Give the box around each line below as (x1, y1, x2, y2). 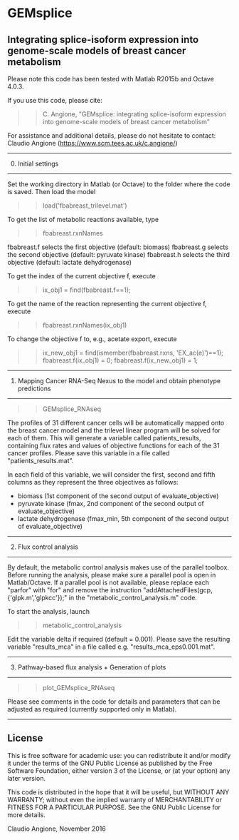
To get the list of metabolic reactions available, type (7, 216, 159, 223)
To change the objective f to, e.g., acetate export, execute (7, 335, 178, 343)
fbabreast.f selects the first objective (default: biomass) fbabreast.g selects (7, 243, 229, 251)
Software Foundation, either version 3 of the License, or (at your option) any (7, 766, 230, 775)
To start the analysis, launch (7, 607, 90, 615)
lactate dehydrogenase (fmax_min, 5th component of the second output (17, 515, 229, 522)
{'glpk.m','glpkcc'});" (7, 594, 68, 602)
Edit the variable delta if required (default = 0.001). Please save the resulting (7, 635, 230, 643)
